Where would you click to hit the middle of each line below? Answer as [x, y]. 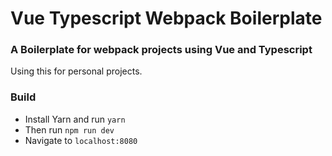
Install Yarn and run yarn [75, 119]
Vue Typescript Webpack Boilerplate [166, 18]
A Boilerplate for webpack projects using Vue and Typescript [161, 50]
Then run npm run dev [69, 129]
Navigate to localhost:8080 [81, 140]
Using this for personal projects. [76, 71]
